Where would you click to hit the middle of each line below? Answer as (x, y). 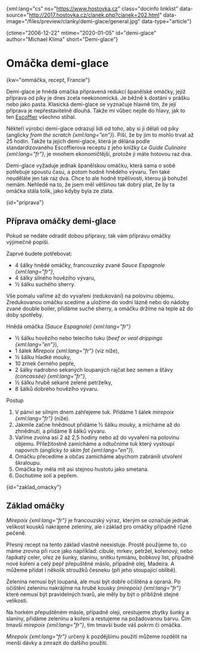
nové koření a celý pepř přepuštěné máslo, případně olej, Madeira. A (90, 564)
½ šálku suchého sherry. (45, 284)
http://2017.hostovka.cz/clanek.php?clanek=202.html (94, 15)
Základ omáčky (35, 506)
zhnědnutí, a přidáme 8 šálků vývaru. (60, 431)
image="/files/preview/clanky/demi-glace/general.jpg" (73, 21)
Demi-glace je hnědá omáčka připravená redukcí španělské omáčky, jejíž (96, 91)
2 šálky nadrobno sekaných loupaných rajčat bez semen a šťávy (94, 369)
